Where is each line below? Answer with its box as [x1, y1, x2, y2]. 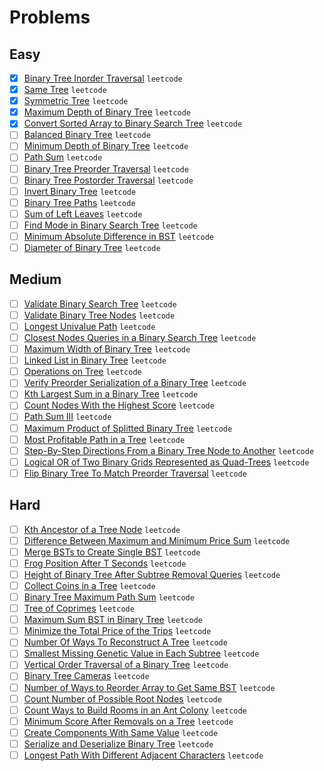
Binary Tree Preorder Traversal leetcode [23, 162, 189, 175]
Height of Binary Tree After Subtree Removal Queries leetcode [23, 568, 281, 580]
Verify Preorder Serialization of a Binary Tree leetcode [23, 377, 247, 389]
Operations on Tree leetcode [23, 366, 142, 378]
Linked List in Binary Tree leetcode [23, 354, 167, 366]
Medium [9, 271, 62, 288]
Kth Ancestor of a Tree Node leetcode [23, 523, 181, 535]
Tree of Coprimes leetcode [23, 602, 135, 615]
